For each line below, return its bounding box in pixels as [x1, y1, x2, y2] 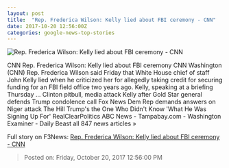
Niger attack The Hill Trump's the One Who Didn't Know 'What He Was [7, 105, 207, 113]
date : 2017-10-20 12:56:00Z [7, 23, 88, 29]
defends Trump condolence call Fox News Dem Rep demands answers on [7, 97, 216, 106]
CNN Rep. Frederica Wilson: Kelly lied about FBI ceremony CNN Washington [7, 61, 222, 69]
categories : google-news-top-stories [7, 29, 115, 36]
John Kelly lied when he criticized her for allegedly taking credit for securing [7, 76, 223, 84]
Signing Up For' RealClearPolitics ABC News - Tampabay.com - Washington [7, 112, 221, 121]
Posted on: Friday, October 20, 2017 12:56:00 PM [23, 154, 163, 162]
